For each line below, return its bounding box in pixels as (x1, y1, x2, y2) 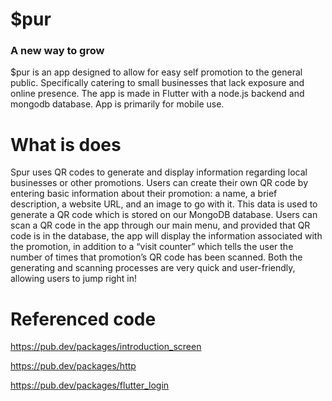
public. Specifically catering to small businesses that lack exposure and (10, 77, 305, 89)
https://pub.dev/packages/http (10, 360, 137, 372)
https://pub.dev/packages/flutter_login (10, 379, 170, 392)
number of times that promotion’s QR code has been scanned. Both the (10, 251, 303, 263)
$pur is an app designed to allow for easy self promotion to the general (10, 66, 303, 78)
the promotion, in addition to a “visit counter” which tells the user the (10, 241, 294, 253)
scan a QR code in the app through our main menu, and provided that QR (10, 219, 311, 232)
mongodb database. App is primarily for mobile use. (10, 98, 225, 110)
